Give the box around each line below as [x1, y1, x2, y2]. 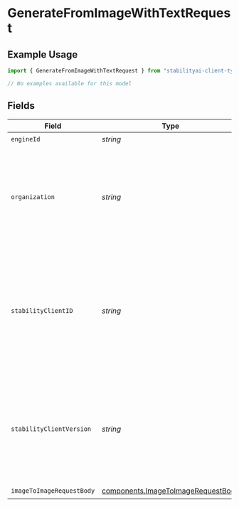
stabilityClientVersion [11, 425, 92, 433]
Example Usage [7, 48, 78, 60]
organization [11, 193, 55, 201]
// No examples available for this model [7, 80, 132, 87]
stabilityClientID [11, 306, 73, 314]
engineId [11, 135, 41, 144]
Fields [7, 100, 36, 112]
